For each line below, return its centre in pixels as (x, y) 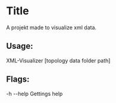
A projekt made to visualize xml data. (51, 27)
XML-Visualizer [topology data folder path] (58, 60)
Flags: (18, 79)
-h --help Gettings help (35, 93)
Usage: (20, 46)
